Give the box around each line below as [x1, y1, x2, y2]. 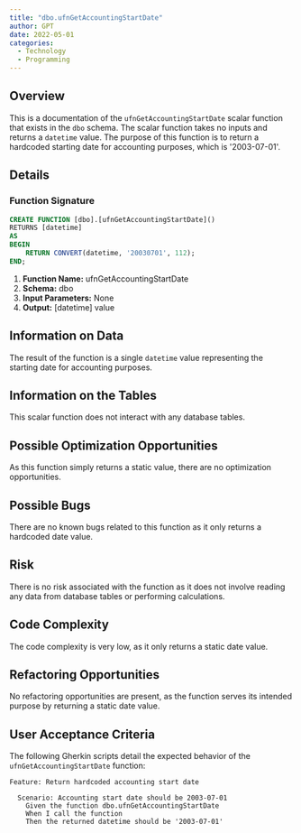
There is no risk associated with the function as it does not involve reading [9, 581, 286, 592]
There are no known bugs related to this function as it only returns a [9, 522, 262, 532]
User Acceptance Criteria [9, 727, 156, 742]
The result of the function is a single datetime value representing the [9, 352, 264, 363]
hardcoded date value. [9, 532, 93, 541]
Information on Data [9, 329, 124, 344]
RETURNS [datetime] [9, 223, 83, 233]
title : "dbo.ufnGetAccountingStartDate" [9, 13, 164, 23]
